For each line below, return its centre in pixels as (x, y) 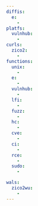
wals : (13, 183)
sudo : (18, 166)
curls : (14, 45)
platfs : (16, 28)
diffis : (16, 12)
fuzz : (18, 111)
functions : (20, 61)
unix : (18, 67)
